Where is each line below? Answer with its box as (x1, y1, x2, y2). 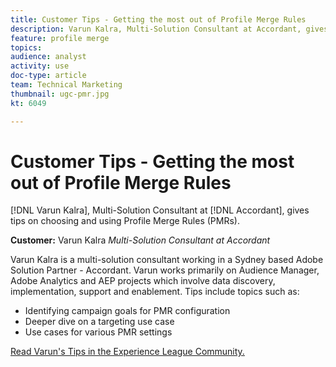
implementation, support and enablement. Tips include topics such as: (10, 286, 300, 298)
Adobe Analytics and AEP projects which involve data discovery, (10, 275, 276, 287)
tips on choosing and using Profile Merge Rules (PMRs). (10, 215, 240, 227)
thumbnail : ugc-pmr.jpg (10, 89, 110, 99)
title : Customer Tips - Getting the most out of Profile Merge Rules (10, 14, 307, 25)
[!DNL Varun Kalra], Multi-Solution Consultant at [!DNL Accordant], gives (10, 204, 310, 216)
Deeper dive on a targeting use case (24, 316, 175, 328)
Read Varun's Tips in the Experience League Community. (10, 346, 245, 358)
